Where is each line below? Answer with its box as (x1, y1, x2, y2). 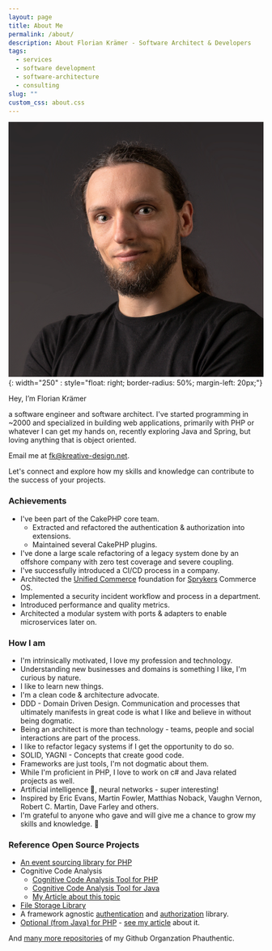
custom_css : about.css (8, 98, 85, 107)
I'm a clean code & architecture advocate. (19, 690, 159, 699)
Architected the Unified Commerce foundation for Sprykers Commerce (19, 574, 257, 584)
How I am (8, 637, 46, 648)
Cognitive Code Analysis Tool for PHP (32, 875, 159, 885)
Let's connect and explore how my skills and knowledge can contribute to (8, 466, 255, 477)
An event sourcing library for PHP (19, 858, 132, 868)
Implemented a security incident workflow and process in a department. (19, 591, 261, 601)
